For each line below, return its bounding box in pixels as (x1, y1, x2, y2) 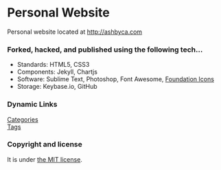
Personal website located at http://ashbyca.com (7, 28, 143, 36)
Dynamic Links (7, 100, 58, 109)
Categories (7, 115, 39, 123)
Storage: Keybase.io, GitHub (16, 83, 97, 91)
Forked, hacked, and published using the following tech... (7, 45, 203, 54)
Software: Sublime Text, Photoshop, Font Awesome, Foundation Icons (16, 75, 215, 83)
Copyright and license (7, 140, 82, 149)
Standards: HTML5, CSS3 (16, 61, 90, 69)
